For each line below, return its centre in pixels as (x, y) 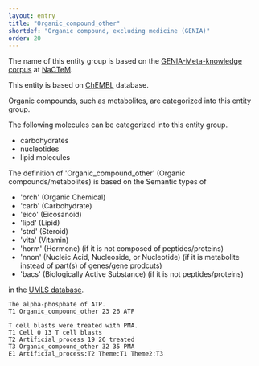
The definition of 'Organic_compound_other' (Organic (97, 173)
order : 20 (25, 38)
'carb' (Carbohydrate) (56, 206)
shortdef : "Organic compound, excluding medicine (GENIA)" (109, 31)
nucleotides (39, 149)
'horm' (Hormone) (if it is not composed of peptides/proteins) (121, 249)
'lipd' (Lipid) (40, 223)
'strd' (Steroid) (44, 232)
